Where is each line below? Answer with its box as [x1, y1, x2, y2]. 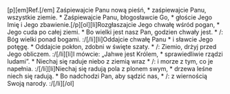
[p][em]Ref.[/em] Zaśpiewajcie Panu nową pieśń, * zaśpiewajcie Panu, [7, 6, 207, 14]
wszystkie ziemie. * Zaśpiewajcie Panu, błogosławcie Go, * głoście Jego [7, 13, 212, 21]
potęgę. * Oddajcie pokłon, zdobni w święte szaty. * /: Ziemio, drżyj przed [7, 43, 217, 50]
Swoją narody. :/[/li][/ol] [7, 79, 74, 87]
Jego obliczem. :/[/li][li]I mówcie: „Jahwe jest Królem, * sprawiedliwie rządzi [7, 50, 223, 58]
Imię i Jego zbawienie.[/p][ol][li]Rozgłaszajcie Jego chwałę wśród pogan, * [7, 21, 220, 28]
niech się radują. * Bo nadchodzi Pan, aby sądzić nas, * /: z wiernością [7, 72, 208, 80]
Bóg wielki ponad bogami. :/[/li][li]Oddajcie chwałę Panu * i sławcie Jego [7, 35, 213, 44]
